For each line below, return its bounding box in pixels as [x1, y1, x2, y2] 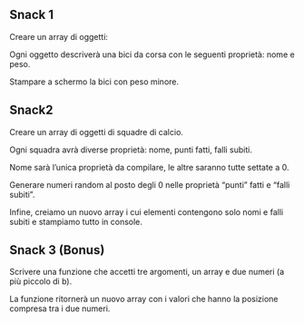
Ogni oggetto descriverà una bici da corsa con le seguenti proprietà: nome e [9, 49, 295, 60]
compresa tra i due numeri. [9, 303, 111, 314]
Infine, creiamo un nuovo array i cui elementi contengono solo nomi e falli [9, 206, 284, 217]
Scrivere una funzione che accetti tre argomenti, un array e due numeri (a [9, 267, 285, 278]
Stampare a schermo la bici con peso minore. [9, 76, 180, 87]
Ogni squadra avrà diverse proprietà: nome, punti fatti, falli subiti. [9, 144, 252, 155]
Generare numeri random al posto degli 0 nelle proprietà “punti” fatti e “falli [9, 179, 290, 190]
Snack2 [9, 103, 54, 118]
